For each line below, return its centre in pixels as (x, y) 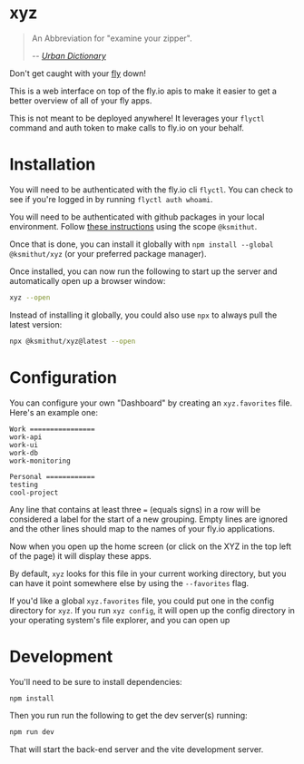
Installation (53, 165)
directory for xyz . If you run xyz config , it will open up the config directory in (152, 610)
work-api (26, 437)
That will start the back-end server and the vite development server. (137, 749)
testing (24, 485)
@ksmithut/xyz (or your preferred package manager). (108, 253)
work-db (24, 453)
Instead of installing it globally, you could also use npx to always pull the (143, 315)
